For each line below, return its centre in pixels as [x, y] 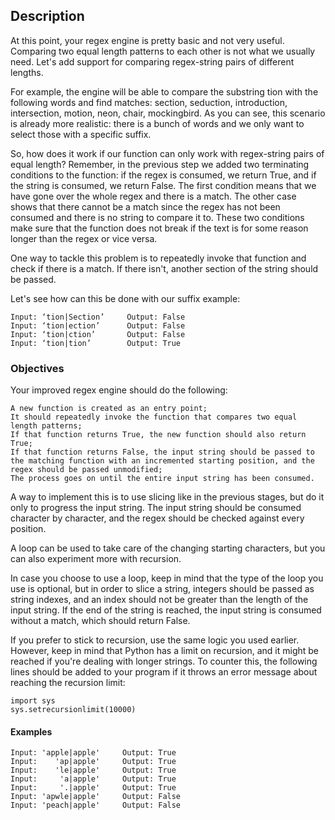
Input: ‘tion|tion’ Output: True [96, 343]
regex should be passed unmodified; [86, 470]
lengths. [27, 72]
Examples [31, 731]
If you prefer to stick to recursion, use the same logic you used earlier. [155, 640]
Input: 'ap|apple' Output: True [93, 762]
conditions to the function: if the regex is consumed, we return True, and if [163, 175]
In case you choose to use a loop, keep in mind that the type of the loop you [167, 578]
